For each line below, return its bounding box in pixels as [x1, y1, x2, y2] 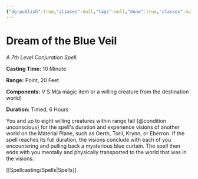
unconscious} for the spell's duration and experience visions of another [6, 123, 180, 131]
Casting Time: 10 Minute [6, 65, 67, 72]
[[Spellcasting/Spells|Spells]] [6, 166, 77, 173]
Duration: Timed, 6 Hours [6, 106, 69, 113]
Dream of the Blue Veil [6, 34, 117, 47]
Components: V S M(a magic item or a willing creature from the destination [6, 88, 189, 95]
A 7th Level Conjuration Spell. [6, 54, 78, 61]
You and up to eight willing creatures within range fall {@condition [6, 117, 167, 124]
